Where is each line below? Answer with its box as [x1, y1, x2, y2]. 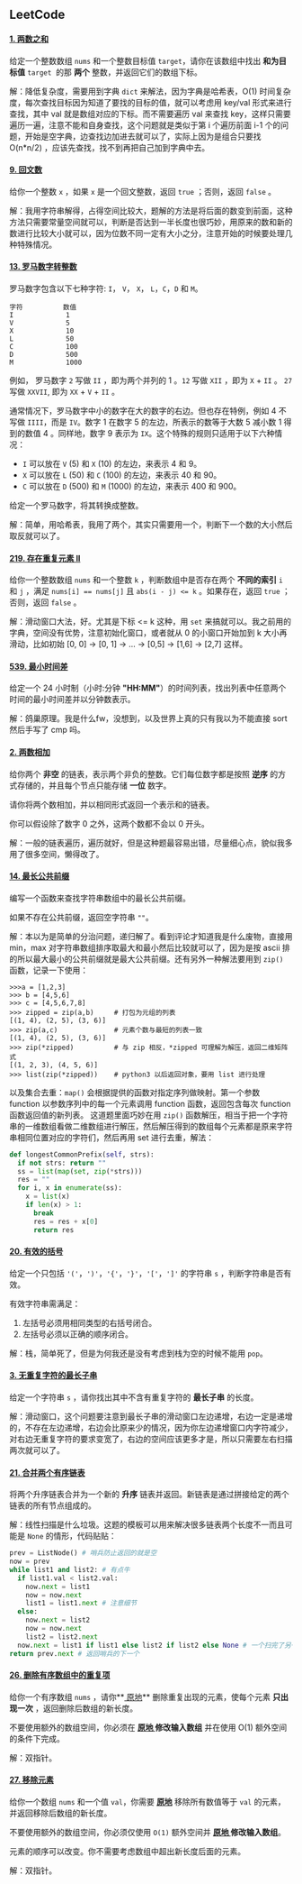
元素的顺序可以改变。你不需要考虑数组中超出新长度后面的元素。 [9, 1845, 245, 1856]
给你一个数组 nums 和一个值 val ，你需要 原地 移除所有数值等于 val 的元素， [9, 1796, 286, 1806]
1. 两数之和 [9, 33, 49, 44]
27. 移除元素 [9, 1775, 54, 1786]
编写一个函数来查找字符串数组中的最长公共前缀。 [9, 892, 191, 903]
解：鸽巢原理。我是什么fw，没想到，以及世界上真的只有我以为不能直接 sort [9, 713, 288, 724]
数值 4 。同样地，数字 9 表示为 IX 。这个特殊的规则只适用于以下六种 [24, 428, 275, 438]
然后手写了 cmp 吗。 [9, 725, 85, 736]
